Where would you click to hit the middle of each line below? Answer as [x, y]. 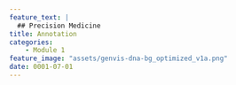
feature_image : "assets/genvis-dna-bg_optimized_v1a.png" [118, 58]
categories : [31, 42]
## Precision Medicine [59, 26]
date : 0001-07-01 [41, 67]
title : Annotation [43, 34]
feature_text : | [39, 17]
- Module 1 [45, 50]
